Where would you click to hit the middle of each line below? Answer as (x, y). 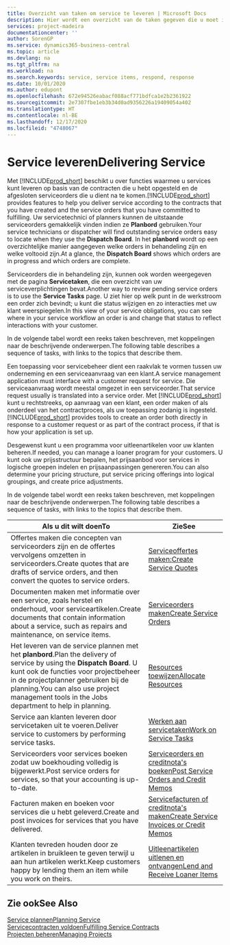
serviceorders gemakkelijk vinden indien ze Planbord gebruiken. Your (104, 225)
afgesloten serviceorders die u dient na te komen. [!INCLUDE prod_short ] (108, 195)
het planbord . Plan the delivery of (64, 654)
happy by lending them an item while (69, 870)
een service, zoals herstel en (56, 600)
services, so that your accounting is (68, 780)
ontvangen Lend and (181, 866)
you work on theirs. (41, 879)
